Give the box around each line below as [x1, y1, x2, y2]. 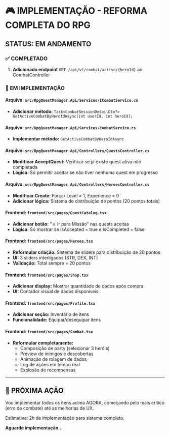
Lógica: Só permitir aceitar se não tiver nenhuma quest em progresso [12, 169, 158, 176]
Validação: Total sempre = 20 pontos [12, 260, 91, 266]
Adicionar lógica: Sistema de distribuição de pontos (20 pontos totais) [12, 198, 160, 204]
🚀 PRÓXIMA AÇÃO [5, 386, 64, 395]
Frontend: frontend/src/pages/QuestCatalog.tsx [5, 210, 107, 216]
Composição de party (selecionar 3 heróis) [20, 345, 110, 351]
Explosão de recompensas [20, 367, 76, 373]
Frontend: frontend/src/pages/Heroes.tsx [5, 238, 94, 244]
